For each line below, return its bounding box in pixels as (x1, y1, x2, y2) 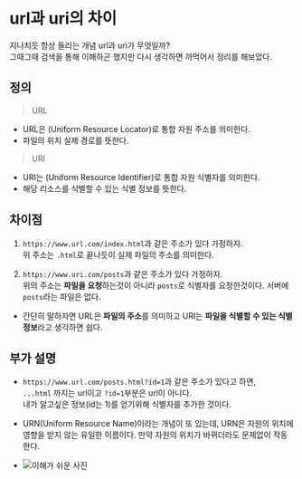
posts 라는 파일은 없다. (22, 291, 101, 302)
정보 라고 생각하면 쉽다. (22, 321, 103, 332)
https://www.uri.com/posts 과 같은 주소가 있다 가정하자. (22, 268, 223, 279)
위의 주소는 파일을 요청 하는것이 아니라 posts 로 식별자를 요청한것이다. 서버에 (22, 280, 289, 291)
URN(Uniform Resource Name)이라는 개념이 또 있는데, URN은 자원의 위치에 (22, 418, 294, 429)
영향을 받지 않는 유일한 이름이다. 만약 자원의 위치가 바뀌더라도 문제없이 (22, 429, 271, 440)
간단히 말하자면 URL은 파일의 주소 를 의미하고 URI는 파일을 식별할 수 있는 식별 (22, 310, 293, 321)
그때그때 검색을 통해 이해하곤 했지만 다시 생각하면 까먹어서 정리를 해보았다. (9, 51, 273, 62)
